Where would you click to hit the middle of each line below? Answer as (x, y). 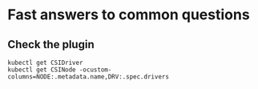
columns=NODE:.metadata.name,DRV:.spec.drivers (89, 77)
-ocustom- (95, 70)
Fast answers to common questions (129, 15)
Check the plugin (51, 44)
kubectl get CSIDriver (45, 63)
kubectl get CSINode (42, 70)
